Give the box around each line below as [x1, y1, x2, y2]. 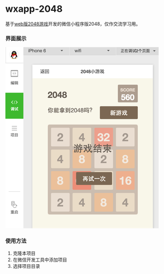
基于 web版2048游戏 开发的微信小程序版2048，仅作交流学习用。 [5, 21, 141, 27]
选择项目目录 [12, 263, 40, 269]
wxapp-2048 [5, 3, 63, 15]
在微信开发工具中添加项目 [12, 257, 67, 263]
